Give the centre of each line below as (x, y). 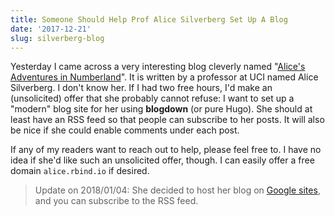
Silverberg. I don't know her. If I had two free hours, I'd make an (141, 88)
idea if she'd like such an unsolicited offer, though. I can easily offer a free (162, 160)
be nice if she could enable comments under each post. (125, 130)
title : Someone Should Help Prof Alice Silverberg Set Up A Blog (149, 19)
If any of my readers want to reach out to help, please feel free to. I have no (166, 150)
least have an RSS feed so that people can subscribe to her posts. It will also (167, 120)
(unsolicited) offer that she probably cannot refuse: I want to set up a (152, 98)
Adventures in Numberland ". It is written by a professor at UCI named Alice (164, 77)
